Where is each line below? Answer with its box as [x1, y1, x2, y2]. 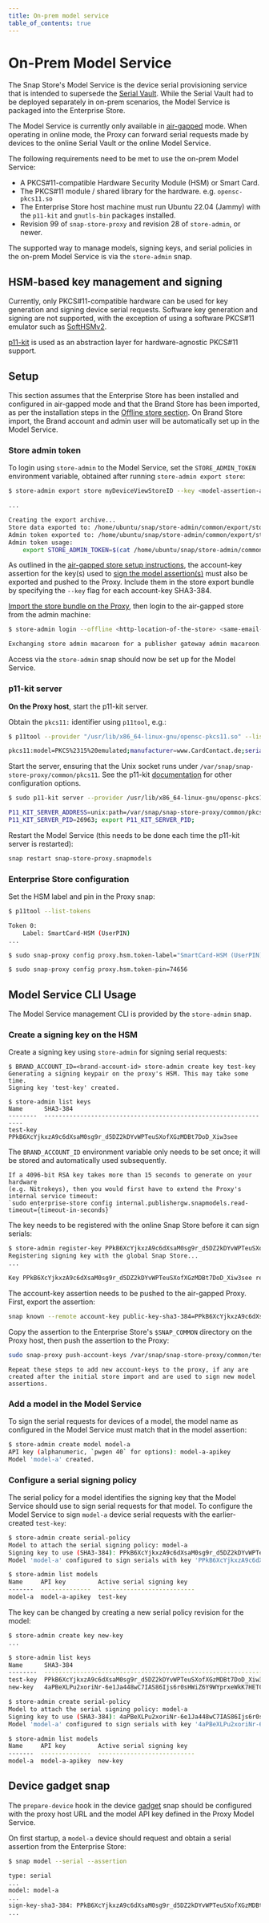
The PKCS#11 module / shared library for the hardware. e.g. [19, 186, 216, 197]
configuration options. [8, 779, 82, 788]
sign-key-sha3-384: [8, 1901, 74, 1910]
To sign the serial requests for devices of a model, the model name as [8, 1416, 239, 1425]
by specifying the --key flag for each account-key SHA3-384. [8, 586, 212, 596]
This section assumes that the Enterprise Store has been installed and [8, 391, 239, 400]
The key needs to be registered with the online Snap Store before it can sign [8, 1221, 260, 1230]
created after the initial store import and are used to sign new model [8, 1372, 256, 1380]
